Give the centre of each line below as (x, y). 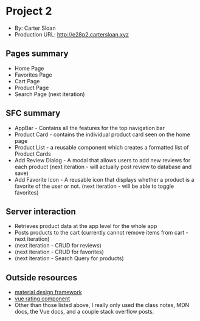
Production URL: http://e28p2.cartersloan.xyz (71, 34)
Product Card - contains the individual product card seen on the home (102, 134)
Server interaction (41, 211)
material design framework (48, 292)
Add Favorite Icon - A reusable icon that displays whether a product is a (104, 179)
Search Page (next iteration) (50, 94)
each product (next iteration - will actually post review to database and (103, 167)
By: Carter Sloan (35, 28)
